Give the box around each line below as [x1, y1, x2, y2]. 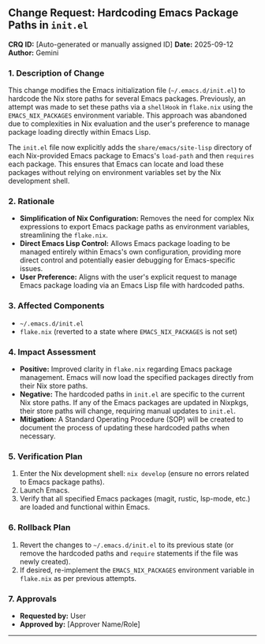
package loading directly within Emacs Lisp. [8, 128, 151, 137]
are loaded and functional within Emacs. [19, 502, 151, 512]
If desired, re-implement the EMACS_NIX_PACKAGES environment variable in [19, 565, 255, 575]
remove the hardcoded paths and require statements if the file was [19, 548, 239, 558]
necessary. [19, 431, 56, 441]
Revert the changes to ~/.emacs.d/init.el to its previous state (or [19, 540, 234, 549]
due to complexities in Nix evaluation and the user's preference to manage [8, 119, 250, 128]
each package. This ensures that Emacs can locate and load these [8, 159, 225, 169]
